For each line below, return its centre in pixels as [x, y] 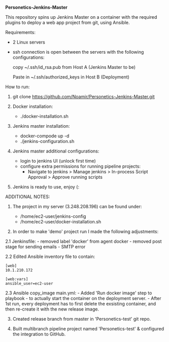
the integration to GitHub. [39, 334]
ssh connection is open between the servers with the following [78, 52]
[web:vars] [17, 279]
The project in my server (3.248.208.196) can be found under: [77, 206]
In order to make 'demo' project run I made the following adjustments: [86, 232]
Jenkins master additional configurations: [56, 151]
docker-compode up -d [45, 136]
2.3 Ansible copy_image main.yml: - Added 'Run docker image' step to [79, 293]
